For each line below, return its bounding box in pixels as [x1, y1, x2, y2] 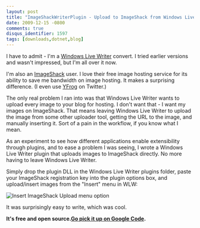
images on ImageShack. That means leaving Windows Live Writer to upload [6, 107, 192, 114]
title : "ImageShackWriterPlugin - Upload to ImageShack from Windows [6, 14, 183, 20]
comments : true [6, 25, 44, 31]
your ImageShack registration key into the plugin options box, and [6, 175, 168, 181]
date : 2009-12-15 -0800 [6, 20, 65, 26]
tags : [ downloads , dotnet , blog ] [6, 36, 84, 42]
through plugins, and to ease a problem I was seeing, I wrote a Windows [6, 144, 183, 151]
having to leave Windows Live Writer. [6, 157, 97, 163]
